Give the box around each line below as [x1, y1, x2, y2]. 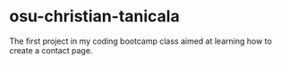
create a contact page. [9, 45, 93, 55]
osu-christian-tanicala [9, 6, 181, 27]
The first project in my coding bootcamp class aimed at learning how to [9, 36, 273, 46]
